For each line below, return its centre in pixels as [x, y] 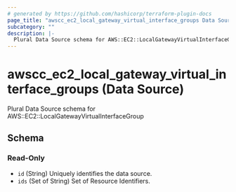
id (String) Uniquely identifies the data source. [85, 173]
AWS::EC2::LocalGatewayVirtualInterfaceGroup [76, 116]
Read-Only [26, 158]
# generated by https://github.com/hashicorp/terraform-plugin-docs [110, 14]
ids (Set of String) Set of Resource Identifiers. [84, 181]
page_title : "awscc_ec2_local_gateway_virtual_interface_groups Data [111, 20]
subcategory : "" [31, 27]
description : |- [31, 33]
